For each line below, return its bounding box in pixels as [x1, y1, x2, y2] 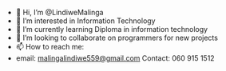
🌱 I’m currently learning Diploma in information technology [15, 25, 208, 34]
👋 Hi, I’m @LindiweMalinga [15, 8, 104, 17]
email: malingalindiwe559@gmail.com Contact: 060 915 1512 [15, 53, 215, 63]
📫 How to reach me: [15, 42, 85, 51]
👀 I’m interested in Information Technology [15, 16, 156, 26]
